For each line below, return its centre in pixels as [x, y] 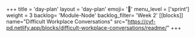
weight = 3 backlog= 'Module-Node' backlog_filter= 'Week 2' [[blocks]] [95, 15]
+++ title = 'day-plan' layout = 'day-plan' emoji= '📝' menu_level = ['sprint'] [98, 9]
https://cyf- [142, 21]
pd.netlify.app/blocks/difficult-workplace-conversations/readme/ [86, 28]
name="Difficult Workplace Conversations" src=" [67, 21]
